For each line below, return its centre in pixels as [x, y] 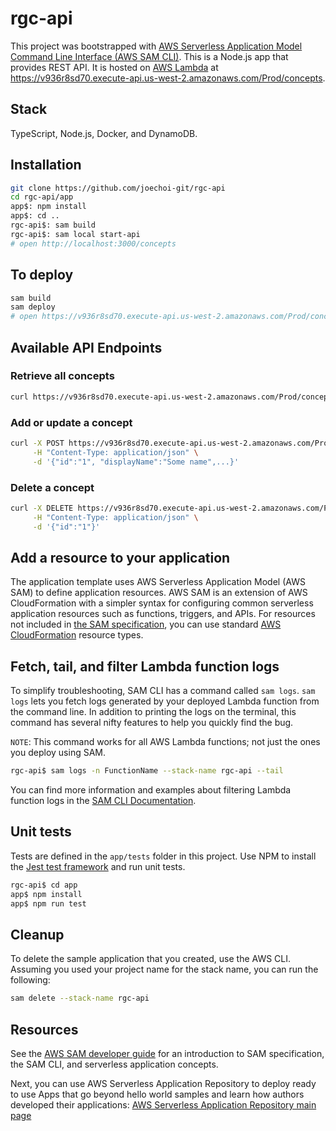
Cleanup [37, 934]
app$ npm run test [48, 903]
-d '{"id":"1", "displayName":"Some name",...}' [136, 462]
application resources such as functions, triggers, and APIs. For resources [163, 614]
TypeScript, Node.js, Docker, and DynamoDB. [104, 133]
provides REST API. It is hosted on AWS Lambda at [114, 67]
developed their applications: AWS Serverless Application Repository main [163, 1104]
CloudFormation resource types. [77, 635]
